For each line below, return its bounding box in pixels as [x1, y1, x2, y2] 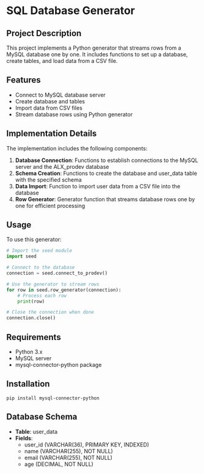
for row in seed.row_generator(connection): [6, 287, 122, 293]
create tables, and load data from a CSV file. [6, 57, 118, 64]
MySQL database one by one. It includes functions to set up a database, [6, 51, 188, 58]
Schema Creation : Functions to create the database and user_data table [15, 169, 197, 177]
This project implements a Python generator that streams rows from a [6, 44, 181, 51]
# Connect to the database [6, 264, 75, 271]
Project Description [6, 28, 82, 39]
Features [6, 75, 41, 86]
